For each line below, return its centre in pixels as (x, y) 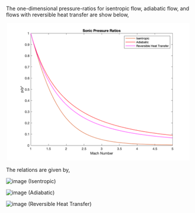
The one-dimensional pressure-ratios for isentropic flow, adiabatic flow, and (97, 9)
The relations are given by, (38, 170)
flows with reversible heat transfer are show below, (68, 15)
